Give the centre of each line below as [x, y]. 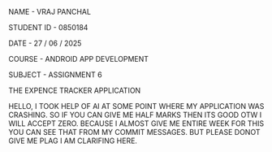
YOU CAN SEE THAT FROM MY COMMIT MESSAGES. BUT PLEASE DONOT [134, 132]
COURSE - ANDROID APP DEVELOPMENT [78, 59]
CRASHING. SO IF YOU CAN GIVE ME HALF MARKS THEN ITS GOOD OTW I [135, 115]
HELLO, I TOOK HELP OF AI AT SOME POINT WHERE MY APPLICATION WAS [136, 106]
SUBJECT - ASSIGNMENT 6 [56, 75]
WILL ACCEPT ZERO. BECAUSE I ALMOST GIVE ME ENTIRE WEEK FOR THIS [136, 124]
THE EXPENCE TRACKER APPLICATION [75, 90]
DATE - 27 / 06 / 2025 [45, 43]
